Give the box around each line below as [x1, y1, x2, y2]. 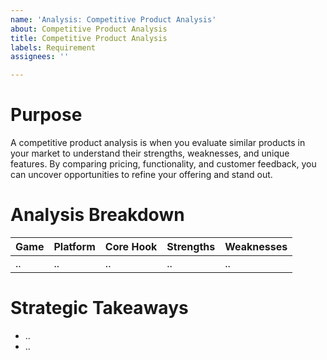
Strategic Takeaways [10, 297, 189, 320]
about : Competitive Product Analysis [10, 24, 168, 34]
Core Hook [104, 240, 158, 253]
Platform [53, 240, 96, 253]
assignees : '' [10, 52, 70, 62]
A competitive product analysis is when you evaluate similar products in [10, 137, 306, 149]
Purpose [10, 104, 83, 126]
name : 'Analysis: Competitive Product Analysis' [10, 14, 217, 25]
